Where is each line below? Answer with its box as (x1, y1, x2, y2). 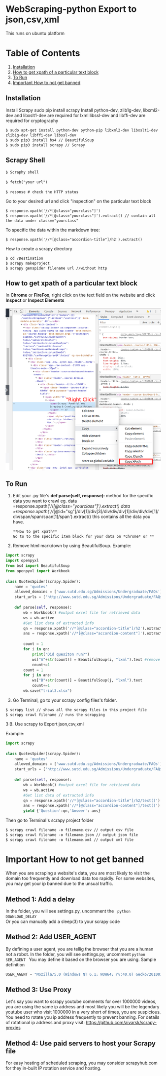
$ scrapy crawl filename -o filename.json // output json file (5, 833, 138, 837)
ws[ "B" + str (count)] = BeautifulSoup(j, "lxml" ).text (32, 678, 142, 683)
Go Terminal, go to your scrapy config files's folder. (12, 697, 117, 703)
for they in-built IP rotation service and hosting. (5, 1065, 101, 1071)
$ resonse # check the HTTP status (5, 189, 79, 195)
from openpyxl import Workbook (5, 568, 70, 573)
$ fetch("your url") (5, 179, 48, 185)
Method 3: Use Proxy (5, 986, 72, 994)
